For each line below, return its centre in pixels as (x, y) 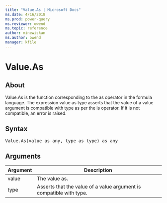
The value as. (53, 179)
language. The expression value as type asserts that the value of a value (79, 102)
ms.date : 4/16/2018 (25, 14)
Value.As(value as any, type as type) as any (62, 141)
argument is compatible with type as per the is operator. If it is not (73, 108)
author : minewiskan (25, 33)
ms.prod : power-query (28, 19)
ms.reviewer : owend (25, 24)
